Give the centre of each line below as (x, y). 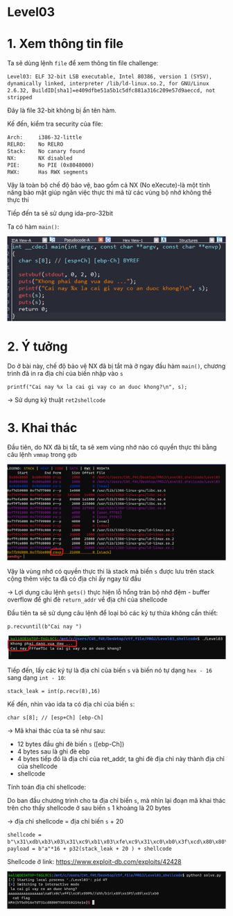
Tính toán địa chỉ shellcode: (47, 787)
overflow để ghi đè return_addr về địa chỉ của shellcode (87, 600)
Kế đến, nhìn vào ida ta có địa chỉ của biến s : (71, 704)
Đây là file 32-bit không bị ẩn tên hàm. (62, 110)
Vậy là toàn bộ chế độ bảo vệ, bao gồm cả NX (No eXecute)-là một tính (109, 185)
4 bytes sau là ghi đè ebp (53, 751)
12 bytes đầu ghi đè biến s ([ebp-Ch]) (71, 744)
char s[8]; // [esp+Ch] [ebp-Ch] (55, 718)
